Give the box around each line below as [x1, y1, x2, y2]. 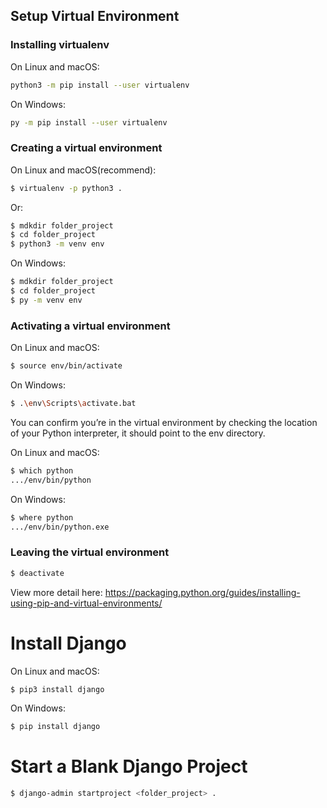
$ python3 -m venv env [10, 239, 105, 249]
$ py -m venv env [10, 295, 83, 305]
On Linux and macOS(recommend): [10, 164, 157, 176]
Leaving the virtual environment [10, 545, 170, 559]
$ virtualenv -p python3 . [10, 183, 123, 193]
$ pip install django [10, 722, 101, 732]
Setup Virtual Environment [10, 8, 180, 25]
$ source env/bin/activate [10, 361, 123, 371]
